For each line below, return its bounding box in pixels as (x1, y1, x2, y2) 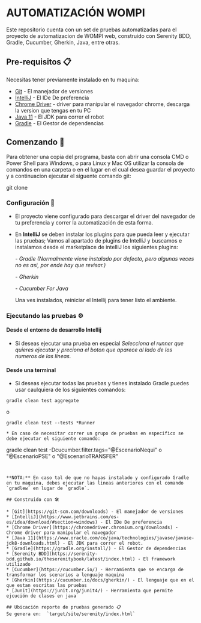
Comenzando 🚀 (6, 137, 65, 147)
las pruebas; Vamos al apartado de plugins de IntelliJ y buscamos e (14, 237, 182, 244)
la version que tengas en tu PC (14, 107, 91, 114)
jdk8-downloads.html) (6, 541, 61, 547)
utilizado (6, 562, 31, 568)
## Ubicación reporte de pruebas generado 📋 (6, 604, 122, 610)
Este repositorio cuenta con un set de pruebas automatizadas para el (6, 26, 177, 33)
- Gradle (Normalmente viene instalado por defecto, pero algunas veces (14, 255, 194, 262)
